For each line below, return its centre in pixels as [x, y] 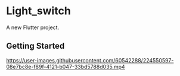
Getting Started [35, 46]
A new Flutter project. [33, 27]
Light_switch [39, 11]
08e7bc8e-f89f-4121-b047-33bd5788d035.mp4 [66, 66]
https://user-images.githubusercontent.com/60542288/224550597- [90, 60]
